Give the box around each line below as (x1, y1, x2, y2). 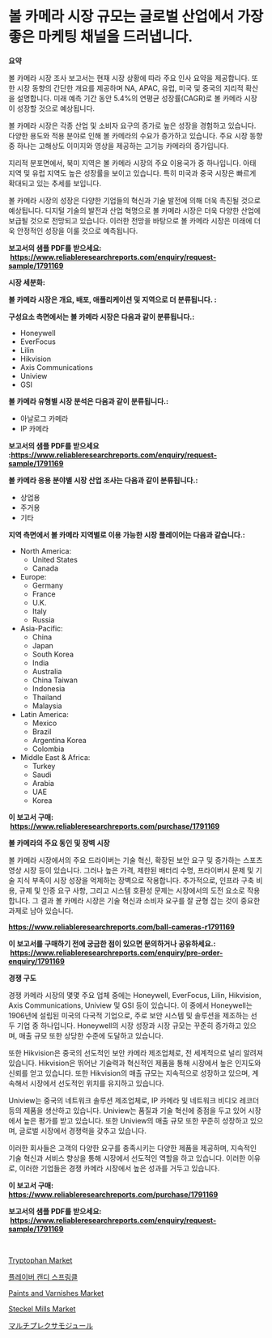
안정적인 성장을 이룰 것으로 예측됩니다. (16, 226, 138, 236)
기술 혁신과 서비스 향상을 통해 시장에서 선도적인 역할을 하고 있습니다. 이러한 (8, 1153, 246, 1162)
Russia (32, 614, 55, 624)
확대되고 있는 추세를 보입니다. (8, 178, 102, 188)
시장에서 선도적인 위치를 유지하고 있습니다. (29, 1078, 164, 1088)
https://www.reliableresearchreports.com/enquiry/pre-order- (10, 948, 223, 958)
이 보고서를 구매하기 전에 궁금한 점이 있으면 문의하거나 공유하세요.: (8, 938, 216, 948)
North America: (19, 546, 71, 555)
